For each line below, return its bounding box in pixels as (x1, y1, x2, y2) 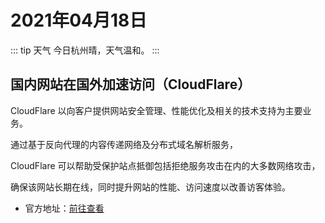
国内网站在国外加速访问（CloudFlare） (10, 76, 252, 93)
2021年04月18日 (10, 9, 148, 32)
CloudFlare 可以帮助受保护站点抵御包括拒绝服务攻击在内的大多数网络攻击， (10, 159, 321, 171)
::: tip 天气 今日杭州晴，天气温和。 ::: (10, 44, 160, 56)
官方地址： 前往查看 (24, 202, 105, 214)
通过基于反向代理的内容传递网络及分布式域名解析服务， (10, 138, 238, 150)
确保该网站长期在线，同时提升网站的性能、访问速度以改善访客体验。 (10, 181, 291, 193)
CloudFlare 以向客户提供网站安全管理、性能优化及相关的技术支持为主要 (10, 104, 303, 116)
